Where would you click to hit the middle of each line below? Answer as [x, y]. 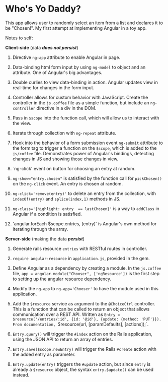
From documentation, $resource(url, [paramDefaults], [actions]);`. [80, 324]
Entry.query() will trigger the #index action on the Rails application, [82, 334]
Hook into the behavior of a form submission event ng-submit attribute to [88, 143]
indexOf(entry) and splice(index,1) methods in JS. [66, 199]
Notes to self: [19, 38]
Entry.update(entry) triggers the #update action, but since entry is [81, 364]
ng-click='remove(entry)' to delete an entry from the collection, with [84, 193]
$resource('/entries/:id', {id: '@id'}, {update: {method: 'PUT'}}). [87, 319]
